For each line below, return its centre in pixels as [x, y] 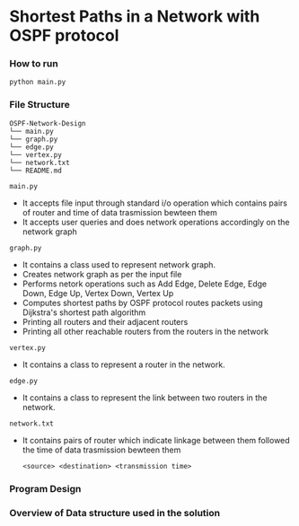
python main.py [38, 83]
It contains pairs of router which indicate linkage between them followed [156, 440]
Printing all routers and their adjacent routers [105, 321]
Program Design [45, 488]
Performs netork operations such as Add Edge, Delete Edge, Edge [145, 284]
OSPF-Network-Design [48, 123]
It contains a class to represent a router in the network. [124, 364]
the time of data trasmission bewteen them [101, 450]
